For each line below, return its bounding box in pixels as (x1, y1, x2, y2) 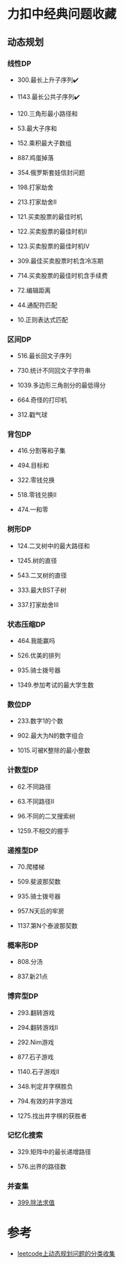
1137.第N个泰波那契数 (17, 921, 78, 929)
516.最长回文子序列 (17, 351, 72, 360)
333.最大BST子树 (17, 586, 67, 594)
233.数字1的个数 (17, 717, 64, 725)
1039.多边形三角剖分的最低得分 (17, 381, 106, 389)
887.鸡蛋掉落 (17, 153, 54, 161)
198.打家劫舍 (17, 183, 54, 191)
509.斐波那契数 (17, 877, 61, 886)
